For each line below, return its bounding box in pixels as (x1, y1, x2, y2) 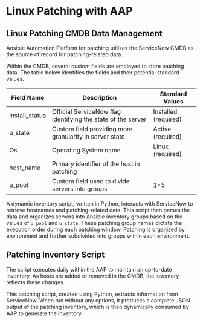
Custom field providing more (52, 125, 133, 133)
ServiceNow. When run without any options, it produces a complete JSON (6, 296, 190, 304)
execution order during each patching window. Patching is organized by (6, 226, 185, 233)
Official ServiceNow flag (52, 108, 121, 116)
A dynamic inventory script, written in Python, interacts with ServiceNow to (6, 200, 193, 207)
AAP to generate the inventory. (6, 310, 83, 317)
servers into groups (52, 184, 108, 193)
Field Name (11, 94, 45, 102)
